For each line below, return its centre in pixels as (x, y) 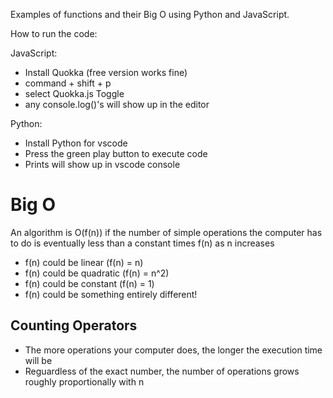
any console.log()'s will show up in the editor (117, 104)
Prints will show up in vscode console (102, 164)
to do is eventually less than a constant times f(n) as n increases (142, 243)
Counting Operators (74, 325)
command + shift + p (68, 83)
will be (38, 360)
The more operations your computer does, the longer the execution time (173, 350)
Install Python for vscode (76, 143)
